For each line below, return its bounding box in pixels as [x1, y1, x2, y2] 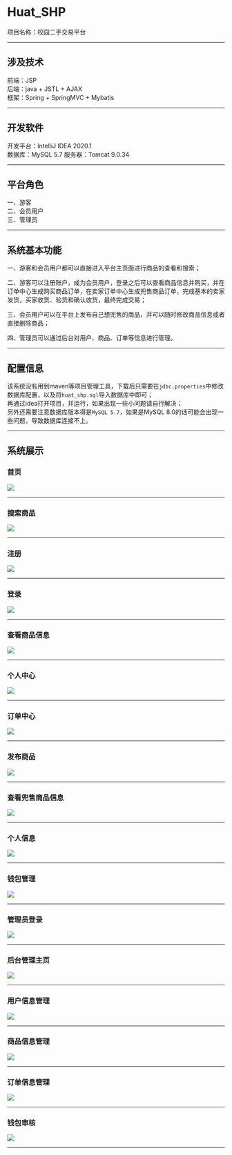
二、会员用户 [7, 207, 43, 215]
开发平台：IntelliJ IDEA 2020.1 [7, 141, 92, 150]
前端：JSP [7, 76, 37, 84]
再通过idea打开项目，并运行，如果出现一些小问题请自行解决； [7, 399, 183, 407]
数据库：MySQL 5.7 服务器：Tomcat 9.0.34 [7, 150, 130, 159]
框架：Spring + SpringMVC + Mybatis [7, 93, 115, 101]
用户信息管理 [7, 996, 50, 1006]
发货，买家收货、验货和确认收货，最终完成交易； [7, 296, 146, 304]
